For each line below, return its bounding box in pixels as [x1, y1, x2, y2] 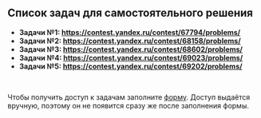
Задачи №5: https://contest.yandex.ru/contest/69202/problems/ [18, 61, 243, 71]
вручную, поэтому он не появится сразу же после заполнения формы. [7, 100, 249, 110]
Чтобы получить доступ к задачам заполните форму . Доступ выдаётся [7, 92, 251, 102]
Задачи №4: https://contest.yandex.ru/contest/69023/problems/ [18, 53, 243, 62]
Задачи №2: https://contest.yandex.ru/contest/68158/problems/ [18, 36, 241, 45]
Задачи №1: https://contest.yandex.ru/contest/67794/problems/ [18, 27, 241, 37]
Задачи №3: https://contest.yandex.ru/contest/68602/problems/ [18, 44, 243, 54]
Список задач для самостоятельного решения [7, 6, 253, 20]
